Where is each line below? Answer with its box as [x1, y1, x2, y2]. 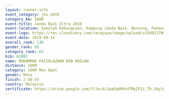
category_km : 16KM [5, 16, 44, 21]
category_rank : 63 [5, 49, 44, 54]
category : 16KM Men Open [5, 68, 57, 73]
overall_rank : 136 [5, 40, 44, 45]
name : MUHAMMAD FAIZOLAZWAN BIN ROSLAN [5, 58, 89, 63]
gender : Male [5, 72, 33, 77]
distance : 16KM [5, 63, 37, 68]
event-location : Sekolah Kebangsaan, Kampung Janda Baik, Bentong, [5, 26, 150, 31]
